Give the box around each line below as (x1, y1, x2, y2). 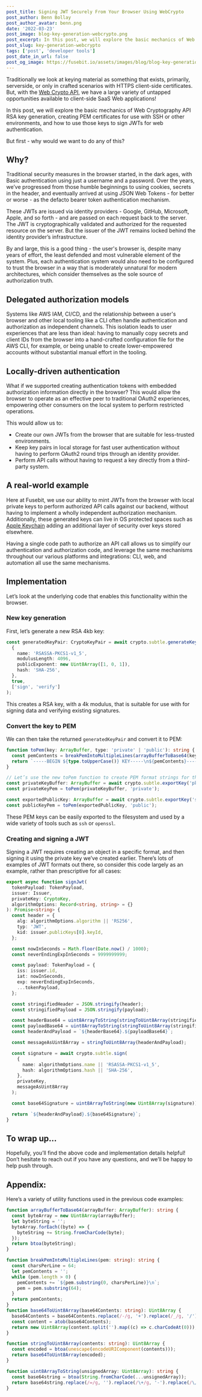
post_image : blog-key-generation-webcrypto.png (6, 31, 128, 37)
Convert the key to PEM (6, 722, 76, 730)
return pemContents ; (11, 1297, 63, 1303)
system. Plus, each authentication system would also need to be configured (6, 258, 194, 265)
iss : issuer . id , (17, 968, 58, 974)
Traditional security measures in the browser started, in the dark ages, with (6, 171, 192, 178)
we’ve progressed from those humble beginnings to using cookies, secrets (6, 183, 191, 191)
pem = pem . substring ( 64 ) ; (17, 1285, 82, 1291)
